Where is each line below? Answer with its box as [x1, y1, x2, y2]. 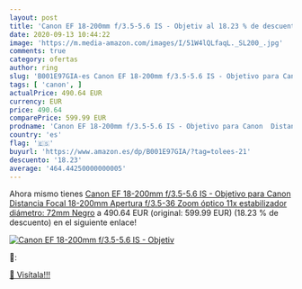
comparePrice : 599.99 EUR [9, 113, 106, 122]
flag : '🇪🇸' [9, 139, 54, 148]
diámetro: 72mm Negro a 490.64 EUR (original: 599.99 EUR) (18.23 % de [9, 208, 279, 219]
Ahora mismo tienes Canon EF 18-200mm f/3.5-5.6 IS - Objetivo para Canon [9, 188, 291, 199]
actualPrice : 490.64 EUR [9, 88, 102, 97]
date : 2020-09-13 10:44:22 [9, 30, 111, 39]
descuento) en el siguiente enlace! [9, 217, 138, 228]
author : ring [9, 64, 58, 73]
